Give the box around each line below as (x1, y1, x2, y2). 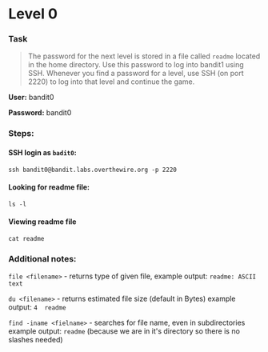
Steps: (8, 128, 34, 139)
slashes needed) (8, 335, 63, 345)
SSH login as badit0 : (8, 148, 78, 157)
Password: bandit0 (8, 108, 72, 118)
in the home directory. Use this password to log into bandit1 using (27, 60, 244, 70)
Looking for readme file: (8, 182, 90, 192)
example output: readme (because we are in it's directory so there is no (8, 326, 240, 336)
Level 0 (8, 5, 58, 23)
